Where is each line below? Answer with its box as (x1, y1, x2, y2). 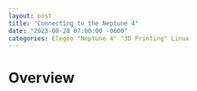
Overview (8, 69, 75, 87)
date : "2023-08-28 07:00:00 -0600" (8, 27, 128, 35)
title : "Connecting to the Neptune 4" (8, 19, 139, 27)
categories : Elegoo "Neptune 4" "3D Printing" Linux (8, 34, 190, 43)
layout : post (8, 11, 52, 20)
